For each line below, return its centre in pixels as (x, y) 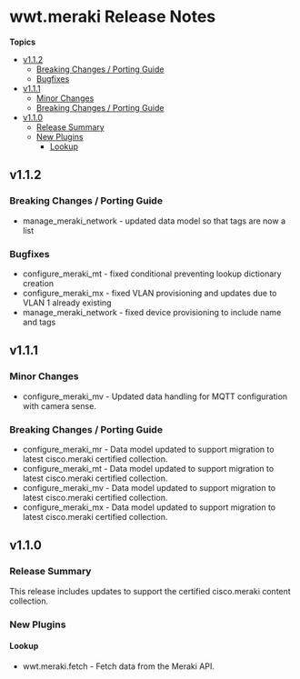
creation (38, 283)
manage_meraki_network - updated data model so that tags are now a (154, 221)
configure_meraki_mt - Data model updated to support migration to (148, 468)
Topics (23, 42)
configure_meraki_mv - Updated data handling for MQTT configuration (155, 396)
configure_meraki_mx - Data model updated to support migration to (149, 507)
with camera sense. (60, 405)
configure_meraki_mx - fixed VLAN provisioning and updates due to (150, 293)
